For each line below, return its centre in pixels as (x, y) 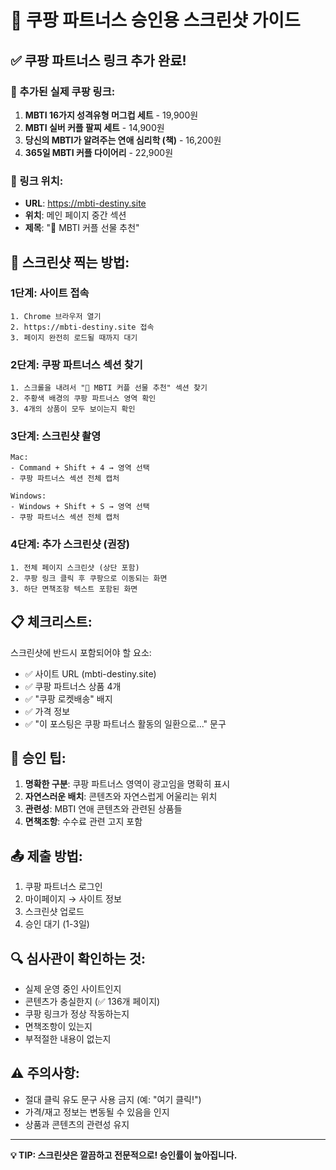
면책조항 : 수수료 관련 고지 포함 (83, 822)
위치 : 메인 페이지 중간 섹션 (75, 215)
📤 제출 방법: (46, 856)
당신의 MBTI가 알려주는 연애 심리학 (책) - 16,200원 (123, 140)
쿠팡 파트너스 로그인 (63, 887)
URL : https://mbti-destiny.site (85, 203)
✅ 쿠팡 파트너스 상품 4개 (73, 686)
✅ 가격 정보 (47, 711)
